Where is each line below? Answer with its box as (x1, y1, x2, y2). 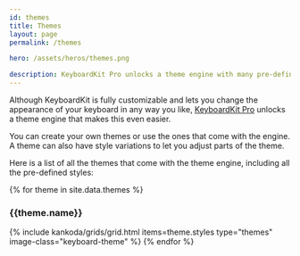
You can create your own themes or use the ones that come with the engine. (9, 131, 290, 141)
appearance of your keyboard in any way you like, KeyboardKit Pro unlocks (9, 104, 286, 114)
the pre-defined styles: (9, 167, 94, 178)
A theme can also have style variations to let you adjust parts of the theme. (9, 140, 285, 151)
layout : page (9, 29, 58, 38)
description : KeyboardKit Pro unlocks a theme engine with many (9, 70, 254, 79)
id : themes (9, 12, 50, 22)
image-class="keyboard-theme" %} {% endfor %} (9, 236, 195, 247)
